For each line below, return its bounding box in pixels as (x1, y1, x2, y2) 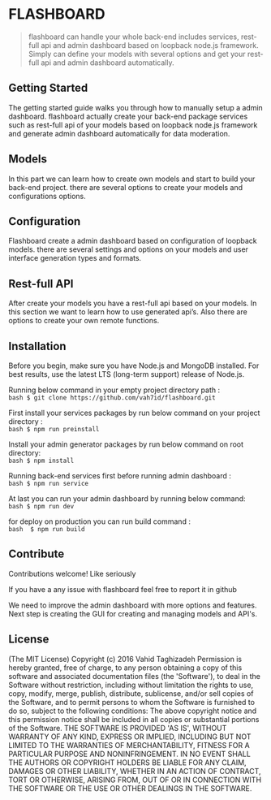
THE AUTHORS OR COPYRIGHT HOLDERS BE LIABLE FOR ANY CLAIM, (8, 757, 247, 768)
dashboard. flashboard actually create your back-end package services (8, 111, 248, 121)
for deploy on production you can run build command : (8, 517, 191, 526)
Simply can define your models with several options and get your (28, 49, 246, 58)
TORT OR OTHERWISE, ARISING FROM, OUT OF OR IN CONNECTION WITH (8, 775, 262, 785)
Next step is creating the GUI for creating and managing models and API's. (8, 608, 258, 618)
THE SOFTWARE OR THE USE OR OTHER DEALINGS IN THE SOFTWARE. (8, 783, 252, 793)
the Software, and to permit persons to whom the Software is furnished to (8, 697, 256, 707)
